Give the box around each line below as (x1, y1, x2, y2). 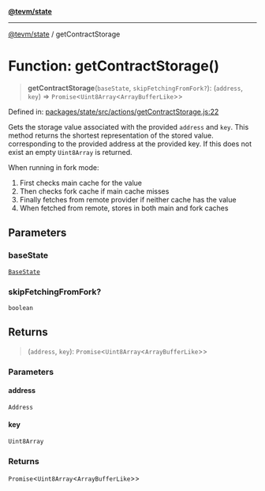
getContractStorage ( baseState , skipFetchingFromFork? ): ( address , (27, 83, 243, 93)
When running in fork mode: (8, 162, 100, 172)
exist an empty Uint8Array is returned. (8, 147, 132, 157)
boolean (8, 304, 34, 312)
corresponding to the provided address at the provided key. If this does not (8, 138, 252, 149)
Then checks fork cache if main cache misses (19, 186, 170, 196)
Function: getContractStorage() (8, 57, 219, 75)
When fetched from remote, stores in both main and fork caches (19, 203, 229, 213)
